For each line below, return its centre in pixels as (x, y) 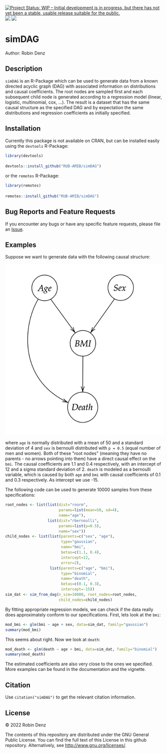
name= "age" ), (72, 515)
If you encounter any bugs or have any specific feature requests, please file (83, 224)
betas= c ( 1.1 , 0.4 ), (81, 552)
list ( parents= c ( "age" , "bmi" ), (82, 568)
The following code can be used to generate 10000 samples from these (79, 490)
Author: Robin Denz (25, 53)
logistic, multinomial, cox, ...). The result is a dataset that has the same (77, 102)
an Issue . (14, 229)
